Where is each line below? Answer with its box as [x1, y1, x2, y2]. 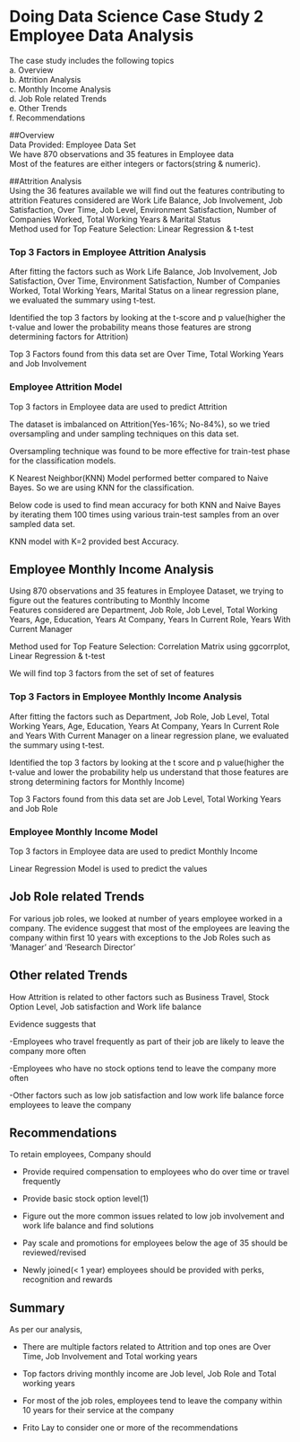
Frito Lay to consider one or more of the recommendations [21, 1422, 239, 1433]
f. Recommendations [9, 112, 86, 123]
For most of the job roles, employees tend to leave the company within [21, 1395, 283, 1406]
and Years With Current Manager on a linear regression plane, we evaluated [9, 730, 289, 741]
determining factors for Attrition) [9, 331, 129, 342]
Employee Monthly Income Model [9, 825, 159, 838]
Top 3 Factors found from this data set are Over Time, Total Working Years [9, 348, 284, 360]
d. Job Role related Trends [9, 92, 107, 104]
